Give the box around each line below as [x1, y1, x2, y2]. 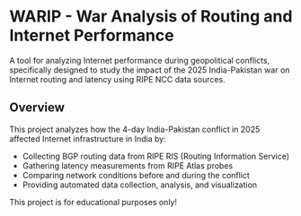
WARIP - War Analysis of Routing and [9, 6, 293, 27]
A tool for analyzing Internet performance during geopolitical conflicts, [9, 55, 270, 65]
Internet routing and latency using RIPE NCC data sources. [9, 73, 226, 84]
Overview [9, 100, 66, 116]
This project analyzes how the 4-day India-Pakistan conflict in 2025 [9, 124, 261, 134]
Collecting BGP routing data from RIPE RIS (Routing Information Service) [22, 151, 290, 161]
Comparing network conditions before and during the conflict [22, 169, 250, 180]
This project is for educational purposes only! [9, 196, 178, 207]
